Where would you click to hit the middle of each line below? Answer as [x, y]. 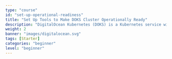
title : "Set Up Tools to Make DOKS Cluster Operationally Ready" [76, 19]
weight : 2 [16, 29]
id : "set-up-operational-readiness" [44, 15]
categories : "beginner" [31, 44]
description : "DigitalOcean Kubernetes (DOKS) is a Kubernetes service [83, 24]
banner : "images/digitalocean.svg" [43, 34]
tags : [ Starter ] [23, 39]
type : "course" [21, 10]
